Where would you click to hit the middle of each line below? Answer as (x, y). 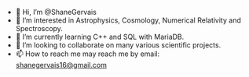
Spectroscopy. (39, 28)
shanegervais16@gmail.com (61, 65)
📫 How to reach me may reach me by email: (88, 54)
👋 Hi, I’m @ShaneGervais (56, 12)
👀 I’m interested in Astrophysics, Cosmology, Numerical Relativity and (128, 20)
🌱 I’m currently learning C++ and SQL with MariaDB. (100, 37)
